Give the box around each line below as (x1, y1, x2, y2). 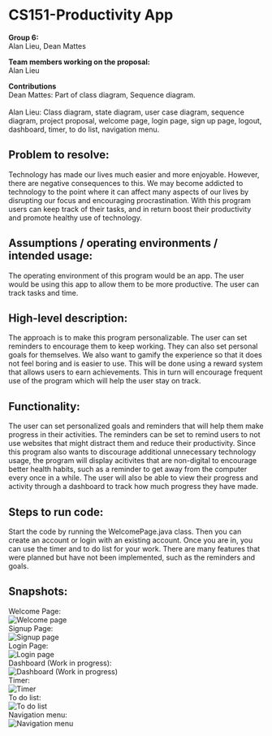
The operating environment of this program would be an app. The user (8, 271, 244, 280)
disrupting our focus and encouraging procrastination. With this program (8, 195, 252, 205)
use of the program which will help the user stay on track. (8, 376, 201, 386)
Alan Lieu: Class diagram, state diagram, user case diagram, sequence (8, 107, 245, 117)
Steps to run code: (8, 505, 104, 519)
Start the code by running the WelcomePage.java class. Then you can (8, 526, 242, 536)
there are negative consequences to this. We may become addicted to (8, 178, 244, 188)
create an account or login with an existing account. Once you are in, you (8, 535, 253, 545)
